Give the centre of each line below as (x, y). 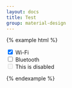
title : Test (21, 17)
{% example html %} (32, 40)
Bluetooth (27, 60)
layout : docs (23, 12)
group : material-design (36, 23)
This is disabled (34, 67)
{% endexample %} (31, 78)
